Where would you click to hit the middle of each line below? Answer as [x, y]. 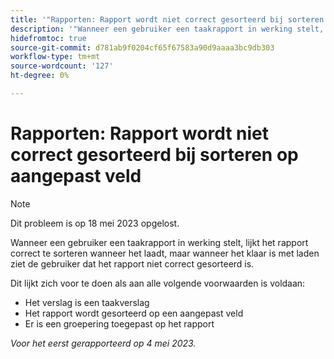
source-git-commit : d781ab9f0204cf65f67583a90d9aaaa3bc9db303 [142, 47]
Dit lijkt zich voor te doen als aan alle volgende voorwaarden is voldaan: [158, 283]
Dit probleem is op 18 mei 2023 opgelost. [95, 223]
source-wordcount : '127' [62, 66]
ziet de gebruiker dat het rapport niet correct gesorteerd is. [132, 263]
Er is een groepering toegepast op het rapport [119, 323]
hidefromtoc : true [48, 38]
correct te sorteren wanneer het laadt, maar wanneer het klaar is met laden [165, 253]
